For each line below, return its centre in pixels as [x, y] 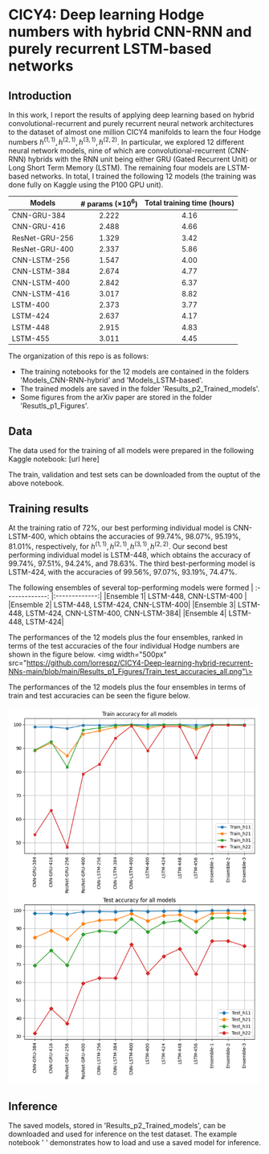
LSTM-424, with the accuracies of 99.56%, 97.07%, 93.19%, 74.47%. [123, 571]
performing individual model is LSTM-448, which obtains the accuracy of [130, 554]
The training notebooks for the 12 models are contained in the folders [134, 372]
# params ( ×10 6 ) [109, 203]
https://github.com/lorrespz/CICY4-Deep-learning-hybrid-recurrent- [140, 663]
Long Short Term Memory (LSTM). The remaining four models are [117, 167]
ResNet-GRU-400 [43, 249]
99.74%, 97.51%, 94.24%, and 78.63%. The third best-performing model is [132, 563]
